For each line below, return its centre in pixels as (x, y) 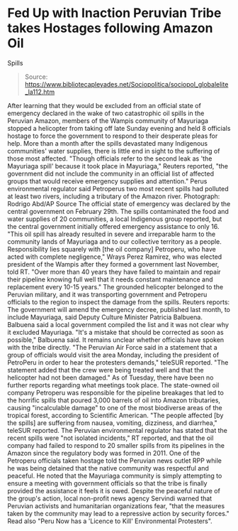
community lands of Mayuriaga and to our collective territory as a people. (114, 241)
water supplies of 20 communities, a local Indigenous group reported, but (115, 219)
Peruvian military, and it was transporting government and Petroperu (107, 294)
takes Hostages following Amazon (110, 28)
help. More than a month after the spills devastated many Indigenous (108, 143)
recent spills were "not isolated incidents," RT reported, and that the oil (110, 438)
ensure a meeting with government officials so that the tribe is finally (107, 483)
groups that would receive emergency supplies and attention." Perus (107, 181)
